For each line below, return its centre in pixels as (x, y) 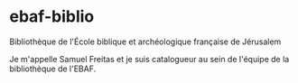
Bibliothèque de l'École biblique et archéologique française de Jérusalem (145, 41)
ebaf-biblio (52, 17)
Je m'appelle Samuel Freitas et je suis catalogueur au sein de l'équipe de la (149, 59)
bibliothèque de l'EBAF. (53, 69)
